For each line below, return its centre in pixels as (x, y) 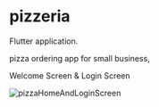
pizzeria (40, 16)
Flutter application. (44, 41)
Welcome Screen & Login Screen (70, 75)
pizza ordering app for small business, (79, 58)
